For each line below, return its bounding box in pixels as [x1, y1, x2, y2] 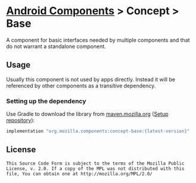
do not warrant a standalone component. [6, 43, 106, 50]
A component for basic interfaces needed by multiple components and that [6, 36, 190, 43]
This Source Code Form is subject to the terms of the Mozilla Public [6, 160, 185, 166]
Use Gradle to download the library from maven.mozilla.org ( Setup [6, 111, 169, 118]
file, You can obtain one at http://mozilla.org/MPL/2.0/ [6, 171, 153, 176]
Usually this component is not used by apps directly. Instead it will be [6, 75, 175, 83]
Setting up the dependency [6, 97, 87, 105]
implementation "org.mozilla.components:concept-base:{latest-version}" [6, 128, 190, 134]
